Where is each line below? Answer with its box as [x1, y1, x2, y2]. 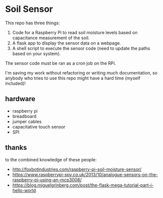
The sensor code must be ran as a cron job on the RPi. [5, 60, 116, 66]
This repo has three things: [5, 20, 60, 26]
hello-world [12, 187, 36, 193]
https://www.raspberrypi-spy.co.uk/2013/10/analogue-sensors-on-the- [12, 171, 159, 177]
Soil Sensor [5, 3, 54, 15]
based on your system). [12, 51, 61, 57]
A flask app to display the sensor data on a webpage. [12, 40, 121, 46]
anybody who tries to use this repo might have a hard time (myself [5, 75, 141, 81]
